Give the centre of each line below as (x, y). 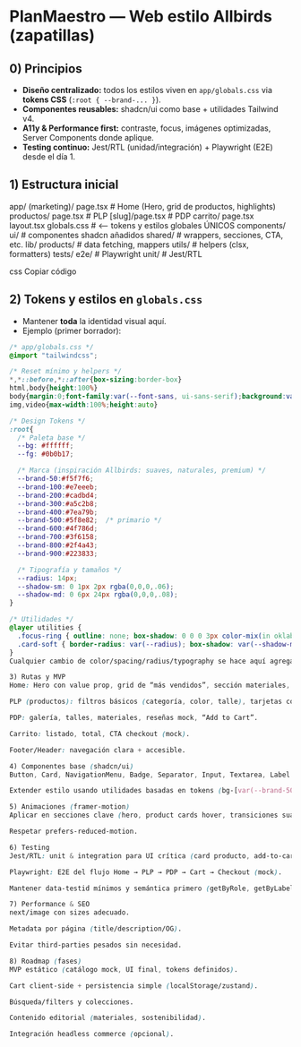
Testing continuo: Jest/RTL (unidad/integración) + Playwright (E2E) (147, 147)
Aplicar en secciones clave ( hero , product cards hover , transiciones (144, 815)
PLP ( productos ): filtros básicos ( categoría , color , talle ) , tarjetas (146, 702)
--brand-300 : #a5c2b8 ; (58, 503)
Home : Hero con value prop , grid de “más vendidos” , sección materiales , (150, 686)
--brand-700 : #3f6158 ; (58, 537)
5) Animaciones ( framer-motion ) (69, 807)
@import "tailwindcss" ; (54, 356)
